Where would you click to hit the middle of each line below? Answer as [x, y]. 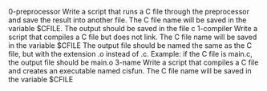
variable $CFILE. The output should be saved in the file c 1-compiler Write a [133, 28]
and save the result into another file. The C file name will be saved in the [127, 20]
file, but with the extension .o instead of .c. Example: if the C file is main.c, [130, 54]
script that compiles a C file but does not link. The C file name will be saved [133, 37]
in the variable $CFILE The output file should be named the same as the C [130, 45]
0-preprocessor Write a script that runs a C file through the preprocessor [129, 12]
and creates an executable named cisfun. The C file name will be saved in [130, 71]
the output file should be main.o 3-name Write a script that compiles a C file [133, 62]
